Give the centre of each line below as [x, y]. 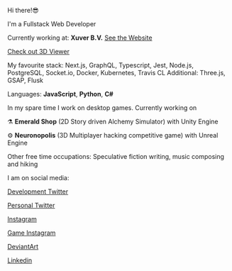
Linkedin [20, 260]
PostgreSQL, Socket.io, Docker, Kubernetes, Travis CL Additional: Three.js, [116, 73]
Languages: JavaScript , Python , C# [60, 94]
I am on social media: [38, 178]
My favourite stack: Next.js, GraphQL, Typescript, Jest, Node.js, [100, 65]
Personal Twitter [31, 205]
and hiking [23, 164]
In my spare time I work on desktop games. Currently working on [102, 108]
